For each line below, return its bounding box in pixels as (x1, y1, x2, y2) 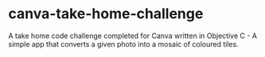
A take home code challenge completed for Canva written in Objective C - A (8, 31, 257, 40)
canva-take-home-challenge (8, 5, 204, 23)
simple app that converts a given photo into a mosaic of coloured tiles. (8, 39, 239, 48)
